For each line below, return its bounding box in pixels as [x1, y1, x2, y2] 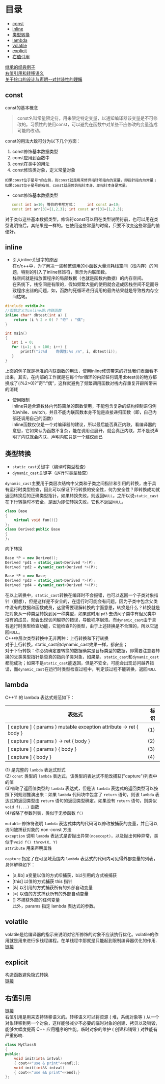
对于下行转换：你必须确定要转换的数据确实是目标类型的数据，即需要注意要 [5, 648, 156, 653]
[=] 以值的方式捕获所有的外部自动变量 [12, 890, 89, 897]
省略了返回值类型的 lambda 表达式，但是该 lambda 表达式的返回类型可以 [10, 785, 154, 791]
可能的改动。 [17, 127, 43, 133]
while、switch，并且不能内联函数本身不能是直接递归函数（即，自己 [16, 409, 153, 415]
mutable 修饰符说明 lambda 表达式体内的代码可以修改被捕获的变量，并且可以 [5, 820, 158, 826]
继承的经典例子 [5, 64, 35, 70]
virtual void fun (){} [14, 518, 58, 523]
